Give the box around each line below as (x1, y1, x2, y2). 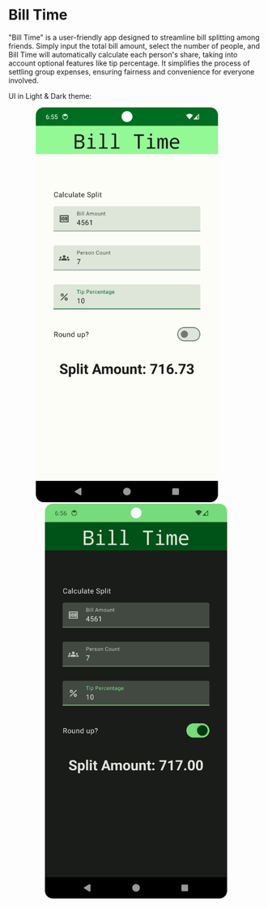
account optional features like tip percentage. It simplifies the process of (8, 58, 250, 68)
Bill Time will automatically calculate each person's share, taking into (8, 49, 238, 59)
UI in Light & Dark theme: (8, 91, 91, 100)
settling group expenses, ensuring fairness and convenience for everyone (8, 66, 255, 76)
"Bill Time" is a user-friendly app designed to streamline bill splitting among (8, 32, 261, 42)
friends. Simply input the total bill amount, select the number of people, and (8, 40, 261, 50)
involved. (8, 75, 39, 85)
